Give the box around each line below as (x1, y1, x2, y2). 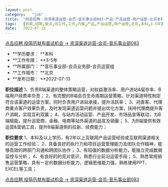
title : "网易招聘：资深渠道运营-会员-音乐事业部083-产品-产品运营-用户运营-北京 (5, 16, 157, 21)
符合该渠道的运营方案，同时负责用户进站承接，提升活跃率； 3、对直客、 (5, 99, 154, 105)
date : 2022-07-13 (5, 26, 46, 31)
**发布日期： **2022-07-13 (12, 76, 70, 82)
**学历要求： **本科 (12, 51, 53, 57)
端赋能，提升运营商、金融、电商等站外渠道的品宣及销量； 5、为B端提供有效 (5, 118, 161, 124)
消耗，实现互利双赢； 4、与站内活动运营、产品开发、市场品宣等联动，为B (9, 111, 161, 117)
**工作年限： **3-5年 (12, 57, 58, 63)
